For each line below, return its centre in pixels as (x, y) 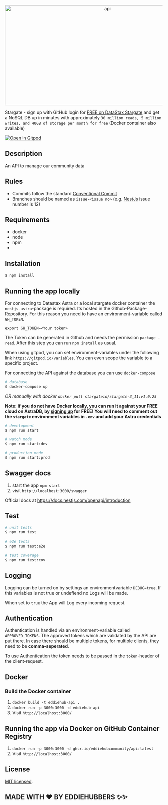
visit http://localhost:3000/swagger (50, 490)
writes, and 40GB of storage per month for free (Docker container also (81, 123)
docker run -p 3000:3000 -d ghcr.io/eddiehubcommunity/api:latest (83, 749)
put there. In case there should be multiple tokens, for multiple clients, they (82, 641)
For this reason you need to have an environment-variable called (96, 314)
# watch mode (19, 439)
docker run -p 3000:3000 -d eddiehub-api (56, 708)
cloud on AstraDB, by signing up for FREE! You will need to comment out (81, 411)
